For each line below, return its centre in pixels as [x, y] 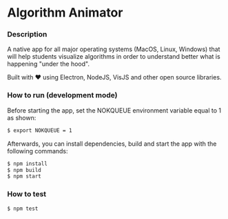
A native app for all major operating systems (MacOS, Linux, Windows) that [114, 49]
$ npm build [24, 170]
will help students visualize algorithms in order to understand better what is [114, 57]
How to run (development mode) [63, 95]
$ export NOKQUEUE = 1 [40, 130]
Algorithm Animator [65, 13]
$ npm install [28, 164]
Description [27, 35]
